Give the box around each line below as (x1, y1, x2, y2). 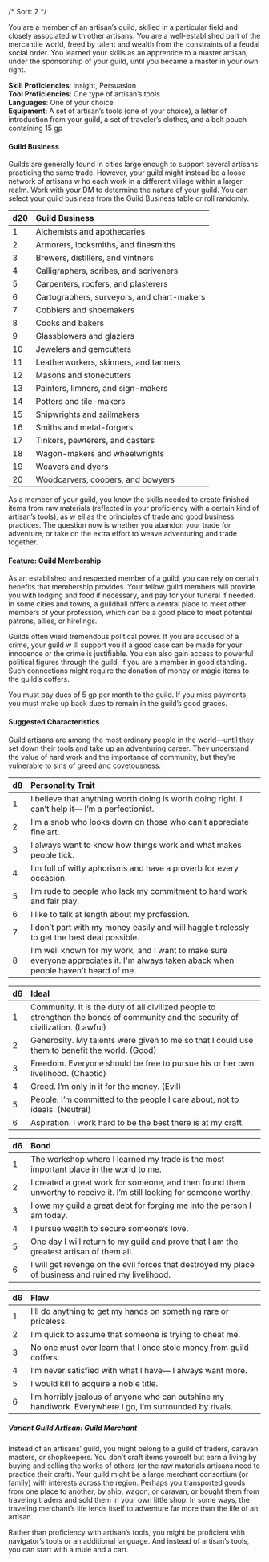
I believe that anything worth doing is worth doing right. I (30, 793, 243, 804)
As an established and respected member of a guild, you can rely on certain (8, 573, 259, 583)
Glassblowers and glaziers (35, 331, 135, 342)
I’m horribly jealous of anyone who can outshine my (30, 1391, 224, 1402)
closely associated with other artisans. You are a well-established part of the (8, 31, 261, 40)
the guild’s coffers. (8, 675, 70, 684)
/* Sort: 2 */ (8, 7, 46, 16)
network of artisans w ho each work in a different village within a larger (8, 177, 243, 186)
